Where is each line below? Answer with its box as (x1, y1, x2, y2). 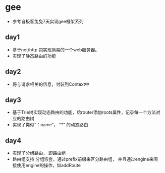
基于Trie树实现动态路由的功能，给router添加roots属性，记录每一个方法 (12, 109, 156, 115)
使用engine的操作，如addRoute (16, 162, 81, 169)
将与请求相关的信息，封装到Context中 (12, 81, 90, 87)
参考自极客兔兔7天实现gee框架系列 (12, 18, 84, 24)
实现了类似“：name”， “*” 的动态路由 (12, 122, 88, 128)
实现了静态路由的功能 (12, 53, 56, 59)
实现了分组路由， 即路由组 (12, 150, 66, 156)
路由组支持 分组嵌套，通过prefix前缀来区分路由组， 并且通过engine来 (12, 156, 154, 162)
